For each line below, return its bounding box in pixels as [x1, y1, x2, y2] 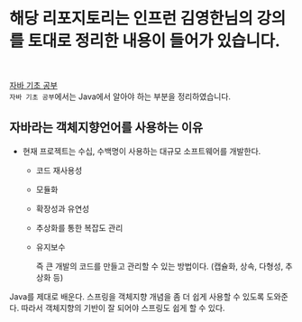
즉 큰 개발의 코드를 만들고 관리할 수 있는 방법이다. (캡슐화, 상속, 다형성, [35, 261, 284, 271]
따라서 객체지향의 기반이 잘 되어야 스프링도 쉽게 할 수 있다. [21, 302, 225, 313]
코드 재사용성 [35, 164, 83, 176]
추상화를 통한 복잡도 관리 [35, 222, 124, 233]
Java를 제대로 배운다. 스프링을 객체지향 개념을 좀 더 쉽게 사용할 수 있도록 [9, 290, 265, 302]
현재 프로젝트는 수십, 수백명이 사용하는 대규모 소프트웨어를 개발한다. [22, 145, 261, 156]
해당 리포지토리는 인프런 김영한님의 [9, 8, 254, 29]
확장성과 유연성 [35, 203, 90, 214]
